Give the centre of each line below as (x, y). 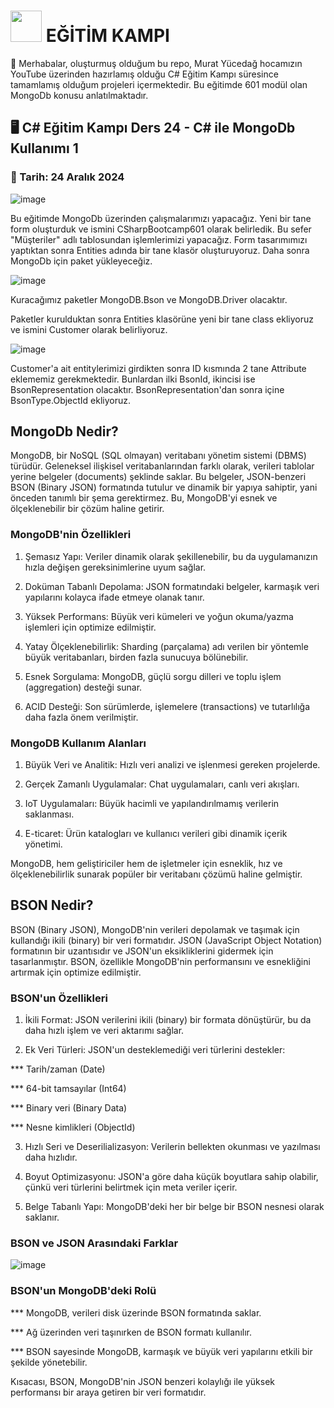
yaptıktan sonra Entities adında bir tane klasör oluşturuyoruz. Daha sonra (160, 250)
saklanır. (42, 1217)
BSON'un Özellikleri (59, 998)
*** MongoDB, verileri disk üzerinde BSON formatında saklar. (136, 1312)
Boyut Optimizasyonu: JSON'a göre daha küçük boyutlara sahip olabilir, (171, 1177)
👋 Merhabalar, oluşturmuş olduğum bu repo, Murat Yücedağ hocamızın (156, 63)
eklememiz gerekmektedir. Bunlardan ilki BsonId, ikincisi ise (133, 379)
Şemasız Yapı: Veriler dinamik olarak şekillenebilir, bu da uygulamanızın (171, 556)
